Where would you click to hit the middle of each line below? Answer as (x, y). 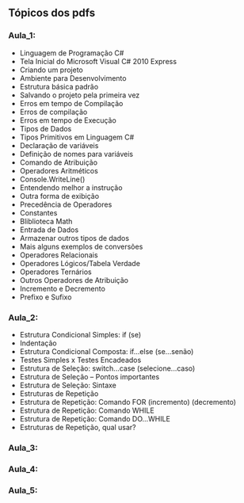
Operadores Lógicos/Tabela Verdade (80, 263)
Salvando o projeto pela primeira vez (80, 95)
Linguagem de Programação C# (72, 53)
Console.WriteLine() (52, 179)
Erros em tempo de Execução (68, 120)
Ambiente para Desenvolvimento (73, 78)
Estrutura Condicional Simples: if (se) (80, 334)
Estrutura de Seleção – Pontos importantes (90, 376)
